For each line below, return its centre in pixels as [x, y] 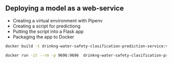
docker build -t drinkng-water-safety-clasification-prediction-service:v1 [88, 46]
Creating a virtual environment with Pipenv [58, 20]
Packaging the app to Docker [43, 37]
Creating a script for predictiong [47, 26]
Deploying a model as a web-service [64, 8]
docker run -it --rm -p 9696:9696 [42, 55]
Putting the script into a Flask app [48, 31]
